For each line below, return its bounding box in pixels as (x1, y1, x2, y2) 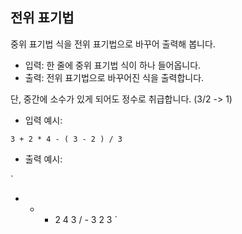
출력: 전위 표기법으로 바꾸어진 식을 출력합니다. (24, 71, 205, 83)
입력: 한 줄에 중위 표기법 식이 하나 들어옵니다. (24, 59, 202, 71)
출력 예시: (24, 153, 63, 165)
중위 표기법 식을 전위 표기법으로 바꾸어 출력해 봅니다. (10, 38, 216, 50)
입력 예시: (24, 114, 63, 126)
